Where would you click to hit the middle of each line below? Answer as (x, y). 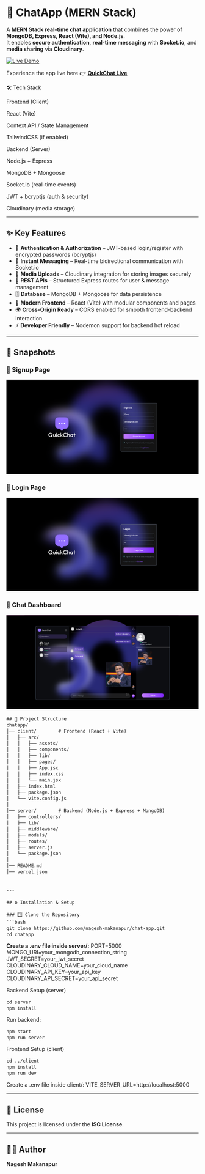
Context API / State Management (48, 125)
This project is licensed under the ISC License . (65, 1124)
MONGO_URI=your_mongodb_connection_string (67, 953)
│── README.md (24, 866)
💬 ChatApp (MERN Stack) (71, 13)
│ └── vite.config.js (37, 799)
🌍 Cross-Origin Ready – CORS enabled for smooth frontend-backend (103, 309)
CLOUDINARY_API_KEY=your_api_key (54, 972)
